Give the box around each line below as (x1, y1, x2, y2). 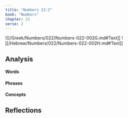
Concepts (5, 91, 26, 97)
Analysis (5, 54, 33, 63)
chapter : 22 (5, 16, 30, 21)
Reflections (5, 106, 42, 114)
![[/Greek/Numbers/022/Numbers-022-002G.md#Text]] (5, 35, 121, 41)
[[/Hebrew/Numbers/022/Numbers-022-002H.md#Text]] (5, 40, 123, 46)
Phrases (5, 80, 23, 86)
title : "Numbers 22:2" (5, 7, 52, 12)
